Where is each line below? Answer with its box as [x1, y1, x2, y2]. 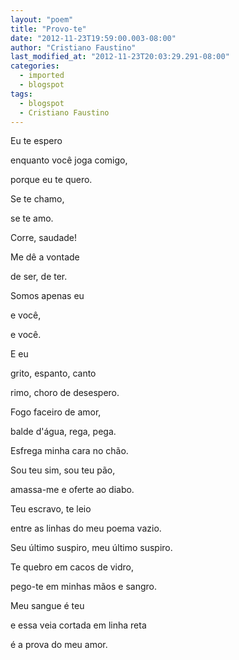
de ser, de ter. [10, 271, 68, 283]
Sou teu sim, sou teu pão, [10, 464, 116, 476]
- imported [19, 71, 65, 81]
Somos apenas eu [10, 290, 85, 302]
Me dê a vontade [10, 251, 80, 263]
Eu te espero [10, 135, 63, 147]
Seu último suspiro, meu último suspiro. [10, 542, 173, 554]
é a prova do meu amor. [10, 639, 108, 651]
